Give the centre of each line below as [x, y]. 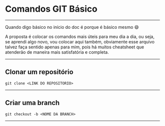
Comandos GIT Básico [51, 9]
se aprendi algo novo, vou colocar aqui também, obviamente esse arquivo [80, 42]
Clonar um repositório [39, 72]
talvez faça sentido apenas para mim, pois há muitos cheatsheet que [75, 47]
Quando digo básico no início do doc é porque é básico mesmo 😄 [72, 27]
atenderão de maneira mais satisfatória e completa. [57, 52]
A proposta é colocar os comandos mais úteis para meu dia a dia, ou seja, [80, 36]
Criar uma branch [32, 103]
